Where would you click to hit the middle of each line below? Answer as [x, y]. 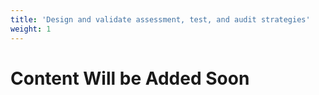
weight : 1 [31, 29]
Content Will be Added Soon [130, 78]
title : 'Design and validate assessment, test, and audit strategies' [160, 19]
